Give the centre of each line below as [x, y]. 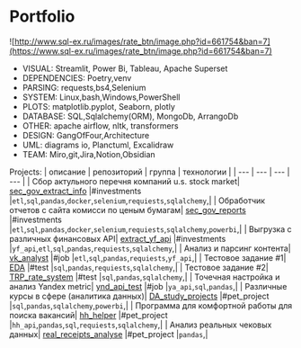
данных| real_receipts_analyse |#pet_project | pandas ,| [109, 334]
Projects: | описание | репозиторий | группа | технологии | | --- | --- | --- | [150, 172]
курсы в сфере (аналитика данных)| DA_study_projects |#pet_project [139, 296]
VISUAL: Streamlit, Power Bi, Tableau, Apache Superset [125, 68]
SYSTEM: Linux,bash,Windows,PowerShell [101, 97]
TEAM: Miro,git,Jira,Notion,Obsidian [89, 154]
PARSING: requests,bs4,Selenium [84, 87]
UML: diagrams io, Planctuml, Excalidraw [98, 145]
